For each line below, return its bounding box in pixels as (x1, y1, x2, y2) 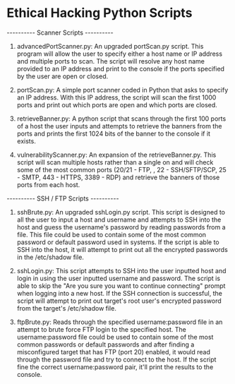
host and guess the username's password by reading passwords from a (16, 222, 227, 231)
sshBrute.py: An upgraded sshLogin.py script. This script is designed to (16, 208, 225, 216)
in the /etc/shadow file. (16, 253, 84, 261)
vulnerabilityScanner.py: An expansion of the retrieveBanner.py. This (16, 150, 217, 159)
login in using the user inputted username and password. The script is (16, 274, 220, 282)
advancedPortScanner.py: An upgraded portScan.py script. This (16, 42, 204, 50)
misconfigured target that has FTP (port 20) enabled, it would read (16, 347, 211, 356)
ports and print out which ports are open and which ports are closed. (16, 100, 218, 109)
